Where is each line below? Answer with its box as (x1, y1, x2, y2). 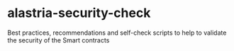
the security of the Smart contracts (7, 35, 110, 44)
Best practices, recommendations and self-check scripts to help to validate (7, 28, 227, 37)
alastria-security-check (7, 5, 151, 21)
